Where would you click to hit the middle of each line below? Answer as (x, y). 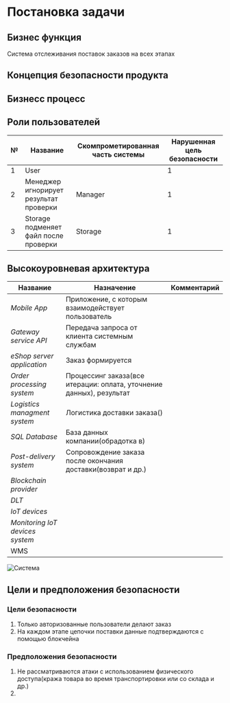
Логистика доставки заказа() (114, 413)
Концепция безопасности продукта (88, 75)
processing (28, 384)
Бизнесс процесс (46, 99)
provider (24, 489)
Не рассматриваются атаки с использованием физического (105, 671)
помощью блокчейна (48, 639)
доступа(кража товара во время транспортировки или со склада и (115, 679)
